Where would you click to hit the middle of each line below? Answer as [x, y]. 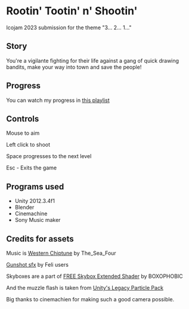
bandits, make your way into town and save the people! [74, 67]
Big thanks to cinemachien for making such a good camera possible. [90, 299]
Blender [24, 208]
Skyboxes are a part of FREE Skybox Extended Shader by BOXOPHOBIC [94, 276]
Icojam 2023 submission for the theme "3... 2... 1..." [69, 27]
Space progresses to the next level [49, 156]
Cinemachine [31, 214]
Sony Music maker [38, 220]
